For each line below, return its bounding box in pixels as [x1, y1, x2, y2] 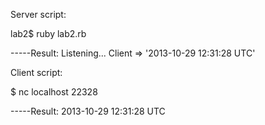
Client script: [10, 67, 63, 78]
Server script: [10, 9, 67, 20]
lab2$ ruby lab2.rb [10, 28, 87, 39]
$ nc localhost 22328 [10, 86, 98, 98]
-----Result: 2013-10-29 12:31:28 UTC [10, 105, 166, 117]
